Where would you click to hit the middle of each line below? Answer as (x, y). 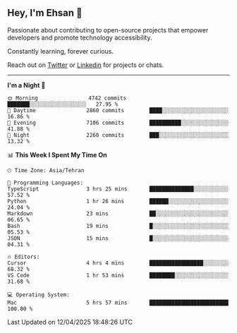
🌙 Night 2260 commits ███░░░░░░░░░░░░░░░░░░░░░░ (118, 135)
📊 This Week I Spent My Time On (57, 155)
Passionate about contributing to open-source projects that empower (108, 30)
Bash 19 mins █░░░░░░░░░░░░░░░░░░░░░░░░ (118, 226)
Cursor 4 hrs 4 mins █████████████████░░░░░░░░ (118, 263)
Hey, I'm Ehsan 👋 (45, 13)
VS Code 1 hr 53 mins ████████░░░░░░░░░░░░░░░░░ (118, 275)
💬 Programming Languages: (45, 183)
